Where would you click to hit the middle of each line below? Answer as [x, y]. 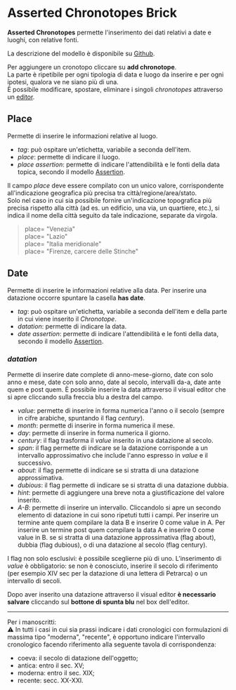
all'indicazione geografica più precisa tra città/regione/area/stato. [102, 193]
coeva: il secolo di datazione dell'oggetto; [78, 658]
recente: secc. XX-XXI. [50, 680]
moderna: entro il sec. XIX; [56, 672]
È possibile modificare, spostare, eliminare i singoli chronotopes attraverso [115, 89]
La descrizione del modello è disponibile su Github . [81, 53]
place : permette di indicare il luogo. [69, 157]
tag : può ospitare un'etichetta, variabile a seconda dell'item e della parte [122, 311]
